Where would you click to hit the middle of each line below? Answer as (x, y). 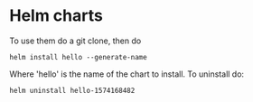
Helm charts (56, 16)
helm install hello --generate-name (78, 57)
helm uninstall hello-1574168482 (72, 90)
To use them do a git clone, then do (75, 41)
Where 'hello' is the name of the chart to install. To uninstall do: (127, 74)
